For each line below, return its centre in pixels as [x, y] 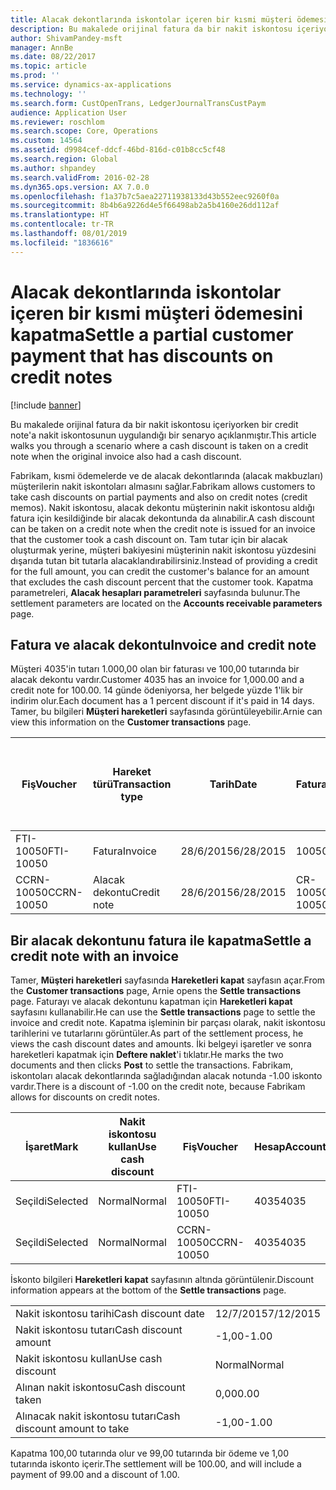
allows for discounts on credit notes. [85, 1097]
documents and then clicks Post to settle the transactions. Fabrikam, [151, 1065]
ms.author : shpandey [53, 168]
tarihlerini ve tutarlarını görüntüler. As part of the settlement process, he [157, 1033]
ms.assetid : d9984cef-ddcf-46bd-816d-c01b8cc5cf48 [118, 150]
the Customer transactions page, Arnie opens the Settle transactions [156, 991]
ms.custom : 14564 [46, 141]
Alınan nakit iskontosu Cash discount [100, 1388]
